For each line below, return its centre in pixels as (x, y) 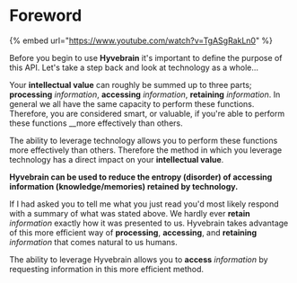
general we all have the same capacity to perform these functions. (132, 103)
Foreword (46, 16)
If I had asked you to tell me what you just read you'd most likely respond (144, 204)
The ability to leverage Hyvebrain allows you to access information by (139, 259)
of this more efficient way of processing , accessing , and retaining (133, 232)
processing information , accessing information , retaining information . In (145, 94)
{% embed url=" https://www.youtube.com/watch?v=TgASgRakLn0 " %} (141, 40)
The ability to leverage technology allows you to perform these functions (144, 140)
